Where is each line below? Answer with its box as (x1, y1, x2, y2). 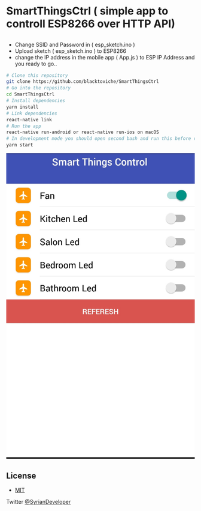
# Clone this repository (6, 72, 68, 79)
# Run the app (6, 123, 42, 129)
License (6, 470, 36, 481)
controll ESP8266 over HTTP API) (6, 17, 175, 31)
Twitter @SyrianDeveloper (6, 498, 71, 505)
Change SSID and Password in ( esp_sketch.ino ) (14, 41, 136, 48)
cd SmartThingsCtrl (6, 91, 55, 97)
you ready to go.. (14, 60, 57, 67)
